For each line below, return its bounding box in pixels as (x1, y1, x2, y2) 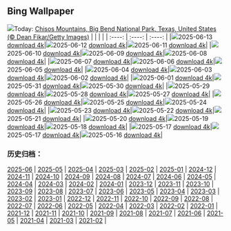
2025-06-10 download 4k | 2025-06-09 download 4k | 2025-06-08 (7, 49, 208, 57)
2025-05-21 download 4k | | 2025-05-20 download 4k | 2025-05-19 (7, 114, 209, 122)
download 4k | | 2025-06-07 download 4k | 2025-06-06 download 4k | (7, 57, 216, 65)
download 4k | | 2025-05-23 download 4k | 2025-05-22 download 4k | (7, 106, 215, 114)
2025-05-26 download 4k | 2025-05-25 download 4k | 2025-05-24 (7, 98, 207, 106)
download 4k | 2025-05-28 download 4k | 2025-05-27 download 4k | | (7, 89, 215, 98)
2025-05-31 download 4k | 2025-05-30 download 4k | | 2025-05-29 (7, 82, 210, 90)
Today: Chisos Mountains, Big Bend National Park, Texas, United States (14, 24, 217, 33)
